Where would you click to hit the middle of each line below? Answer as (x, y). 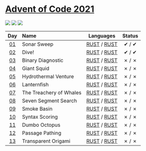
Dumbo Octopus (41, 125)
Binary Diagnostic (43, 60)
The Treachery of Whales (52, 92)
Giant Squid (36, 68)
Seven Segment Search (50, 100)
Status (130, 36)
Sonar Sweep (38, 44)
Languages (102, 36)
